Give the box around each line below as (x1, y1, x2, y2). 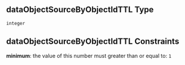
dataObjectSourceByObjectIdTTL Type (6, 5, 154, 15)
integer (6, 20, 26, 26)
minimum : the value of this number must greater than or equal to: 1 (6, 52, 172, 59)
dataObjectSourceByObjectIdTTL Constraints (6, 37, 180, 47)
